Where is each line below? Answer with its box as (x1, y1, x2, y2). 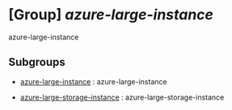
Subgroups (8, 55, 66, 69)
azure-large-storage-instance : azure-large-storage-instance (19, 92, 225, 102)
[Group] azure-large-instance (8, 6, 214, 24)
